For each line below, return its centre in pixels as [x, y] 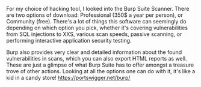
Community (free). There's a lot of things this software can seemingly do [96, 21]
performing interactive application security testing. [69, 40]
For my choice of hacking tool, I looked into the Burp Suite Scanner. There [98, 9]
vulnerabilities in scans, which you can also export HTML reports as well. [97, 58]
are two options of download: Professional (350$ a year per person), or [95, 15]
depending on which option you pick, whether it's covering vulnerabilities [97, 28]
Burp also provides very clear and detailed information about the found [94, 52]
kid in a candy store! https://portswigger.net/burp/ [68, 78]
